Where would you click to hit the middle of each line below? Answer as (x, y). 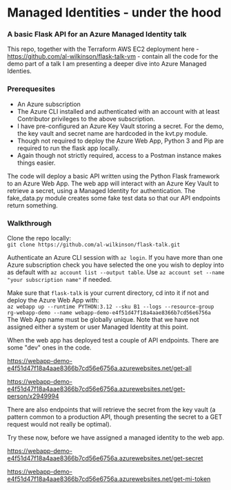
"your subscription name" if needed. (60, 280)
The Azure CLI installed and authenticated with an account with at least (118, 111)
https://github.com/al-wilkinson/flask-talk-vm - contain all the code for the (113, 57)
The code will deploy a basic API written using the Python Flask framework (113, 176)
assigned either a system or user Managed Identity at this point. (98, 327)
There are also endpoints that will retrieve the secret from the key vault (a (111, 410)
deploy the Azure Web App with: (53, 300)
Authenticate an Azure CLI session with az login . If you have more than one (115, 258)
